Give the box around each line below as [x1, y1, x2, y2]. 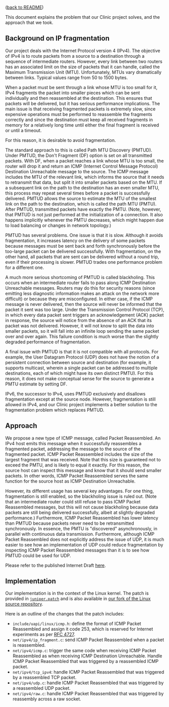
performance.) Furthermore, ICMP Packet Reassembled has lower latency [5, 515, 158, 521]
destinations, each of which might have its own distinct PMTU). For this [5, 370, 153, 376]
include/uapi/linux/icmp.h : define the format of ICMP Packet [12, 620, 141, 627]
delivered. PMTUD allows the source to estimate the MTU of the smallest [5, 195, 156, 202]
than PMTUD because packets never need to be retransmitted [5, 520, 135, 526]
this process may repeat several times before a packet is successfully [5, 190, 150, 196]
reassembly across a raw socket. [12, 696, 82, 702]
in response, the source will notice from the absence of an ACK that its [5, 317, 152, 323]
